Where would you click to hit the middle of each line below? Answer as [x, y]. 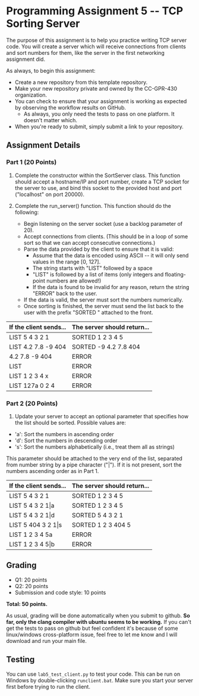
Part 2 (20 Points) [32, 403]
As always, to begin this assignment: [51, 70]
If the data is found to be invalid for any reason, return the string [111, 287]
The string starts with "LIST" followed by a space [92, 268]
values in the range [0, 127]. [67, 262]
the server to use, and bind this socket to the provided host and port [98, 188]
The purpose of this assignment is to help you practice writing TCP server [97, 40]
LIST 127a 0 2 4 [32, 386]
